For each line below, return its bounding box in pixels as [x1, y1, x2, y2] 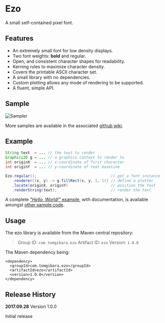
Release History [5, 290, 56, 299]
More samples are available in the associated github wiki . [5, 123, 123, 129]
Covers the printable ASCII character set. [12, 69, 98, 75]
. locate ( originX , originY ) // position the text [12, 183, 156, 188]
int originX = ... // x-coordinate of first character [5, 160, 124, 165]
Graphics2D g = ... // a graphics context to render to [5, 155, 124, 160]
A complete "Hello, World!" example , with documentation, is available [5, 196, 148, 202]
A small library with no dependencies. [12, 74, 91, 80]
